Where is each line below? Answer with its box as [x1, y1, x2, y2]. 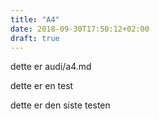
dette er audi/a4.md [10, 61, 92, 73]
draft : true [10, 33, 60, 43]
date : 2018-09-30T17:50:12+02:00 [10, 24, 150, 34]
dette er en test [10, 80, 74, 92]
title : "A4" [10, 14, 60, 25]
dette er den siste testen [10, 99, 111, 111]
